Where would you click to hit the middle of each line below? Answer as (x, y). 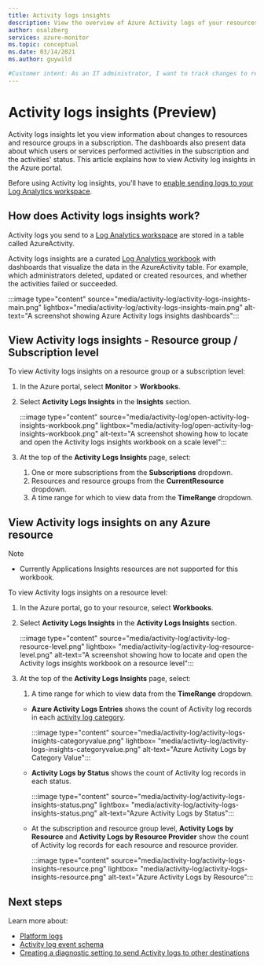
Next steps (35, 902)
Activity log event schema (62, 944)
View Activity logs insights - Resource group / (123, 340)
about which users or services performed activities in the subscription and (128, 151)
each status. (51, 781)
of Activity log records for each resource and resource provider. (134, 845)
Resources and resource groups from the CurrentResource (128, 481)
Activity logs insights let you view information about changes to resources (128, 134)
